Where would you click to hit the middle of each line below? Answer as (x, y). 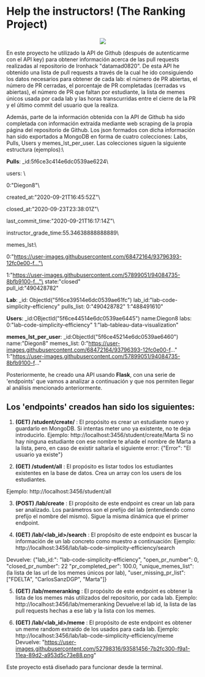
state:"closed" (63, 281)
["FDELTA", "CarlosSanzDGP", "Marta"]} (57, 579)
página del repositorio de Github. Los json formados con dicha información (101, 130)
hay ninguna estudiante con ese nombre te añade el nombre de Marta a (105, 441)
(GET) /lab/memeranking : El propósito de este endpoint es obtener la (104, 591)
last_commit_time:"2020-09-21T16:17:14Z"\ (61, 221)
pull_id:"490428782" (33, 288)
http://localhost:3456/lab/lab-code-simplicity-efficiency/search (95, 547)
